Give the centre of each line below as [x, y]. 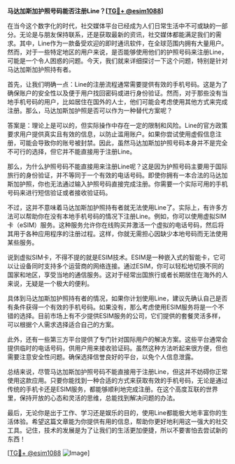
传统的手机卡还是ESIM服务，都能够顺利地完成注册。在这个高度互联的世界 [113, 389]
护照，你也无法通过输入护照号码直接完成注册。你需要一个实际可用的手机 [123, 184]
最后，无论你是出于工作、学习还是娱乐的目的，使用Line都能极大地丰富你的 [114, 413]
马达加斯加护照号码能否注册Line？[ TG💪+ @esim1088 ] [85, 11]
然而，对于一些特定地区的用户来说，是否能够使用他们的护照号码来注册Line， [117, 52]
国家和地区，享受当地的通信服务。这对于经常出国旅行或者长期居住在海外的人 [117, 275]
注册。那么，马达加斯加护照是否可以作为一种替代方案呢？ [90, 110]
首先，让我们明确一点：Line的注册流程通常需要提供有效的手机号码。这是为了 [117, 84]
